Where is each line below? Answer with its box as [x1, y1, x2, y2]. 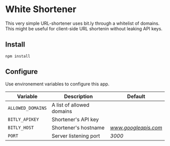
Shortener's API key [51, 116, 99, 123]
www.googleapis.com [110, 124, 162, 131]
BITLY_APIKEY [8, 116, 39, 122]
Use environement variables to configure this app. [5, 81, 110, 87]
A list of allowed [51, 101, 90, 108]
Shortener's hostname [51, 124, 105, 131]
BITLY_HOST [8, 125, 34, 130]
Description [64, 92, 93, 100]
